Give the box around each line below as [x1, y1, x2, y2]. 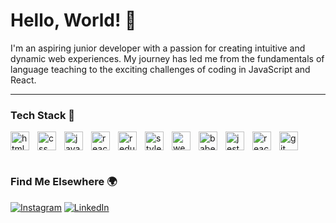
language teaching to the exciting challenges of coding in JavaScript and [10, 63, 311, 75]
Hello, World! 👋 [10, 9, 137, 32]
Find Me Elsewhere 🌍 [10, 175, 118, 189]
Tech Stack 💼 [10, 108, 76, 122]
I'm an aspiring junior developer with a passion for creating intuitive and [10, 42, 306, 54]
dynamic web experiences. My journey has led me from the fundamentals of [10, 52, 325, 64]
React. [10, 74, 37, 86]
